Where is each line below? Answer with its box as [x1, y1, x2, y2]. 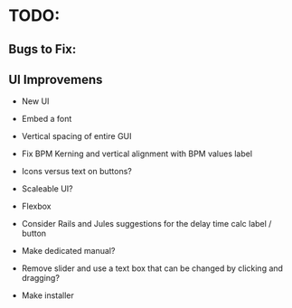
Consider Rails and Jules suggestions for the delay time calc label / [21, 219, 272, 229]
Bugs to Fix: [8, 42, 77, 57]
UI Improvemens [8, 71, 103, 87]
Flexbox [21, 201, 52, 212]
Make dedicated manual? [21, 246, 116, 257]
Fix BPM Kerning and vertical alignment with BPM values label [21, 148, 253, 159]
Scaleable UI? [21, 183, 73, 194]
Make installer [21, 290, 74, 301]
